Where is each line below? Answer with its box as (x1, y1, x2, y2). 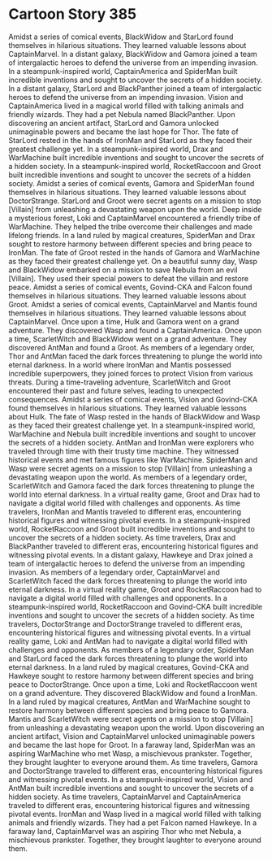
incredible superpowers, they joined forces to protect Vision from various (8, 368, 253, 378)
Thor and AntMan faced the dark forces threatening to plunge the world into (8, 351, 263, 361)
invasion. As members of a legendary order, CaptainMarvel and (8, 567, 221, 577)
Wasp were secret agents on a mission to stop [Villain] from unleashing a (8, 463, 253, 473)
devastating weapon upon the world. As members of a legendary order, (8, 472, 248, 482)
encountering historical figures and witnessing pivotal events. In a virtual (8, 628, 252, 637)
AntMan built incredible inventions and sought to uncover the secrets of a (8, 783, 254, 793)
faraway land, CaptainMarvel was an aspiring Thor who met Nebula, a (8, 826, 242, 836)
